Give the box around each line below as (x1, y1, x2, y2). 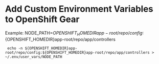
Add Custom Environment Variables (5, 3, 154, 15)
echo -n (7, 45, 23, 51)
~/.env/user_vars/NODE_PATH (5, 54, 63, 59)
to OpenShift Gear (5, 14, 80, 25)
